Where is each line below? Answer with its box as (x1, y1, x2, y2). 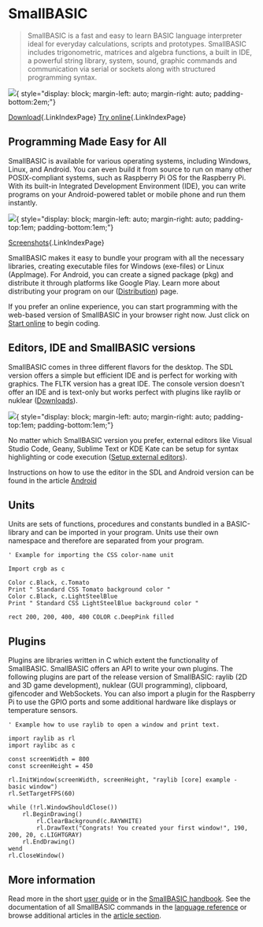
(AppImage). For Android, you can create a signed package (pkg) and (8, 269, 234, 279)
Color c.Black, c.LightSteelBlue (8, 593, 118, 600)
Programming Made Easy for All (8, 135, 167, 149)
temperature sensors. (8, 706, 79, 715)
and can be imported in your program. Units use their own (30, 528, 219, 537)
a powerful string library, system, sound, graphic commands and (27, 56, 238, 65)
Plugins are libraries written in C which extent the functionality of (8, 656, 219, 665)
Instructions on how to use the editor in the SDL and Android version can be (8, 467, 254, 477)
